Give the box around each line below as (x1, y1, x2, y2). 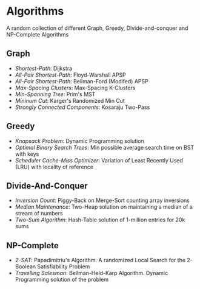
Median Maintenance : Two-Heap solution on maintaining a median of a (15, 203, 193, 211)
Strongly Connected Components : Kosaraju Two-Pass (15, 103, 150, 111)
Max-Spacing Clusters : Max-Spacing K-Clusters (15, 84, 136, 91)
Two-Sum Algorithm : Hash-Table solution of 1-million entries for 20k (15, 216, 185, 223)
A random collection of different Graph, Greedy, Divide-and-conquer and (6, 24, 188, 32)
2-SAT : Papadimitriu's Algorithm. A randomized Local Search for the (15, 257, 186, 264)
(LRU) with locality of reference (15, 163, 94, 170)
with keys (15, 150, 39, 158)
